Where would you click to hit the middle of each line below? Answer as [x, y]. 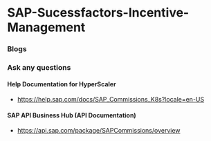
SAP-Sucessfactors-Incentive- [98, 13]
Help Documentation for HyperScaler [62, 84]
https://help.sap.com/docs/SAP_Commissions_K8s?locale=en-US [111, 100]
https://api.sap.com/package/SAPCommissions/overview [99, 131]
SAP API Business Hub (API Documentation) [72, 115]
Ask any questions [39, 68]
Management [46, 27]
